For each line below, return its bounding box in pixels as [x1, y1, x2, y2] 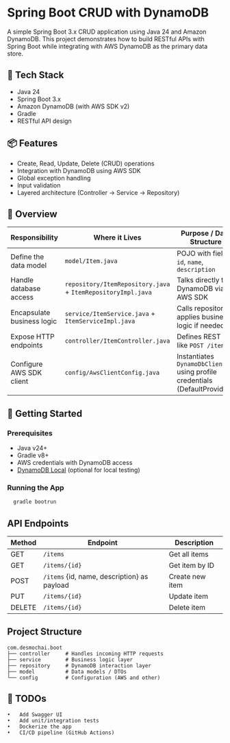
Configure [10, 359, 43, 369]
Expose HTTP [10, 332, 55, 341]
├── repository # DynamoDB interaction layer [7, 662, 152, 669]
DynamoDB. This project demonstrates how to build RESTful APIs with [7, 34, 205, 43]
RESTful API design [16, 117, 72, 125]
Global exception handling [16, 174, 91, 182]
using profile [177, 367, 217, 377]
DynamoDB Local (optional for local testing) [16, 466, 140, 475]
